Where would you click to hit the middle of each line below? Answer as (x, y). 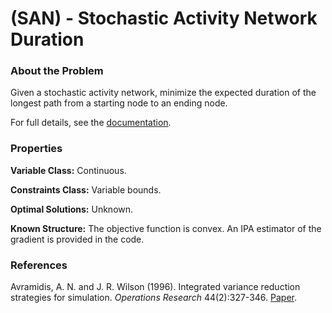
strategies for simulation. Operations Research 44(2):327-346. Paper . (153, 298)
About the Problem (57, 71)
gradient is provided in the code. (77, 239)
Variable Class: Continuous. (68, 170)
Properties (36, 149)
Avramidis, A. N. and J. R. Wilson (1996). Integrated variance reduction (155, 287)
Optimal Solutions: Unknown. (72, 209)
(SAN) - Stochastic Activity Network (164, 18)
